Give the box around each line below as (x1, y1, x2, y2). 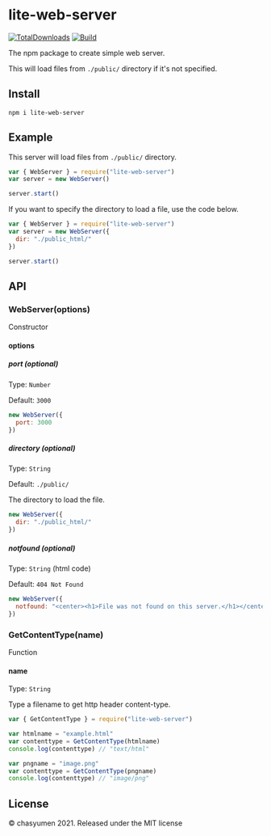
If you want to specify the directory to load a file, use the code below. (8, 205, 240, 214)
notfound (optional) (8, 543, 76, 553)
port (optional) (8, 359, 59, 369)
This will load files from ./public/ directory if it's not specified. (8, 63, 218, 74)
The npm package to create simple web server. (8, 48, 165, 57)
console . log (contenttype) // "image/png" (8, 775, 150, 783)
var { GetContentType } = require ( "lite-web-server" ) (8, 716, 194, 724)
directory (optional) (8, 443, 76, 454)
